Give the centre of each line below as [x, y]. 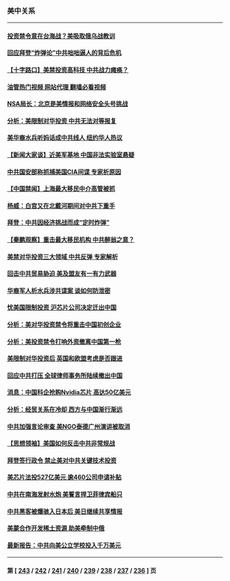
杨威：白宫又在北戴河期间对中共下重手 [61, 205]
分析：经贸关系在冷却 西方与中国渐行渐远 [65, 409]
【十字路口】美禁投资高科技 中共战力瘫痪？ [68, 70]
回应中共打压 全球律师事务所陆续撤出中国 [65, 375]
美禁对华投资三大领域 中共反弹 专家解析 [63, 257]
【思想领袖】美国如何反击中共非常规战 [61, 443]
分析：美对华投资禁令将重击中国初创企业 [64, 324]
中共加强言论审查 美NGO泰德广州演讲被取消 [69, 426]
